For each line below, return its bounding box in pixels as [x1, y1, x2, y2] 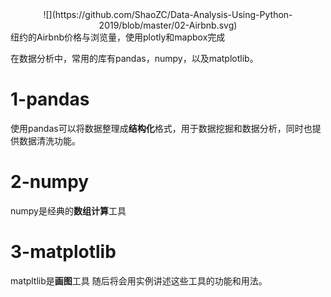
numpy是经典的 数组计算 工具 [10, 204, 127, 217]
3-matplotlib [10, 241, 117, 263]
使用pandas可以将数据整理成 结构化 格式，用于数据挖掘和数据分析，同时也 [10, 122, 313, 134]
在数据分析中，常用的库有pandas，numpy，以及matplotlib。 [10, 53, 259, 64]
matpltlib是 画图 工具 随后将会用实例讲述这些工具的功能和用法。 [10, 274, 268, 287]
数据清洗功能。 [18, 134, 81, 147]
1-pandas [10, 88, 90, 111]
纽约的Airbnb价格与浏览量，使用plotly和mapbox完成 [10, 31, 226, 43]
